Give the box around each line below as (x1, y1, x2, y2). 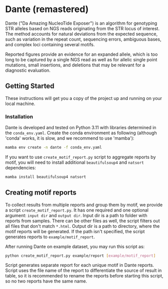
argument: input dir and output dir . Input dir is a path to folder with (5, 212, 148, 218)
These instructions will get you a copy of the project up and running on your (5, 95, 162, 101)
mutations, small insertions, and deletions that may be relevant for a (5, 62, 145, 68)
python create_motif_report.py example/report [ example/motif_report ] (5, 253, 156, 258)
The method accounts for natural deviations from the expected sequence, (5, 31, 158, 37)
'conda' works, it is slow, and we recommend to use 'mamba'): (5, 135, 134, 141)
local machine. (5, 101, 36, 107)
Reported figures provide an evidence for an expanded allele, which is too (5, 51, 158, 57)
